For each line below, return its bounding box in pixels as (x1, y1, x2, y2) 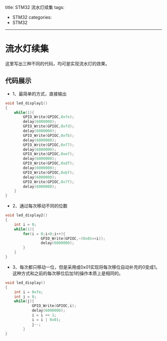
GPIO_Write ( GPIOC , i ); (31, 303, 77, 309)
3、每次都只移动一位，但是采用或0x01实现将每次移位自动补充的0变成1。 (12, 264, 160, 270)
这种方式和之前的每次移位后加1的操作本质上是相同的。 (12, 270, 123, 276)
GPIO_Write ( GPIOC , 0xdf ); (23, 161, 75, 166)
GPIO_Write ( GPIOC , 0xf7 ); (23, 142, 75, 147)
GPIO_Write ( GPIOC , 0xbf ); (23, 170, 75, 175)
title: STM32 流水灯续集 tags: (5, 4, 65, 10)
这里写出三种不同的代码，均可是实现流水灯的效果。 (5, 60, 110, 66)
